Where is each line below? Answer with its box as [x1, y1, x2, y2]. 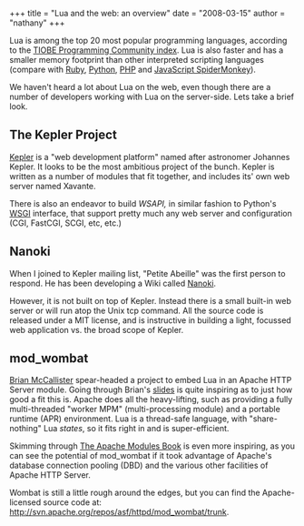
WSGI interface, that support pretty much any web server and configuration [9, 207, 292, 218]
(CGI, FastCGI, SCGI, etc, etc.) [9, 217, 123, 228]
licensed [9, 497, 42, 508]
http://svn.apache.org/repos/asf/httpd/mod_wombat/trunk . [9, 507, 230, 518]
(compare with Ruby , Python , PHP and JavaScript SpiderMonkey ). [9, 64, 257, 75]
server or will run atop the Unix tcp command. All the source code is [9, 305, 264, 316]
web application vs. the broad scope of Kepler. [9, 324, 184, 335]
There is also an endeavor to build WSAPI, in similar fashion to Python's [9, 197, 277, 208]
